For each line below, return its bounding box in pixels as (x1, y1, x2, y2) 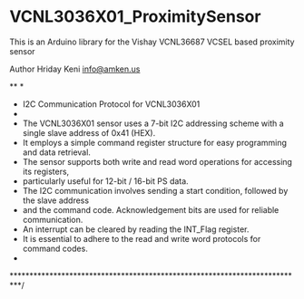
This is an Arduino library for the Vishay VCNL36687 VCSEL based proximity (9, 36, 295, 47)
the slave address (22, 195, 89, 206)
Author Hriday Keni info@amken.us (9, 63, 141, 74)
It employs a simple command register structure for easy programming (22, 137, 288, 148)
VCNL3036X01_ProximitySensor (9, 6, 261, 27)
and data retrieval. (22, 147, 91, 158)
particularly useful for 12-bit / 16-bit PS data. (22, 175, 189, 187)
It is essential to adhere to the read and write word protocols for (22, 233, 261, 244)
